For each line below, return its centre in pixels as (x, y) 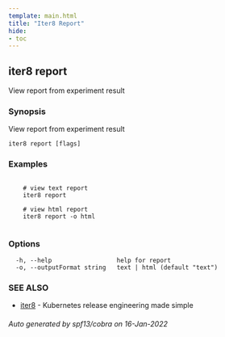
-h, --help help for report (94, 260)
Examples (28, 164)
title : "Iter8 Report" (46, 23)
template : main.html (43, 16)
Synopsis (27, 112)
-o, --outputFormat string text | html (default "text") (117, 267)
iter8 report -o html (59, 216)
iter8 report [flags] (45, 144)
